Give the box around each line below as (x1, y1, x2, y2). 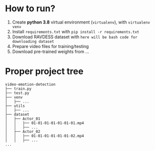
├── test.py (5, 90, 29, 96)
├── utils (5, 103, 25, 108)
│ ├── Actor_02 (5, 129, 41, 134)
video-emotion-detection (5, 82, 56, 87)
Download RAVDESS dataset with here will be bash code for (12, 34, 138, 40)
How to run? (5, 3, 55, 14)
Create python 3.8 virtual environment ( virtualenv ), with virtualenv (12, 19, 150, 25)
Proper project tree (5, 66, 84, 77)
